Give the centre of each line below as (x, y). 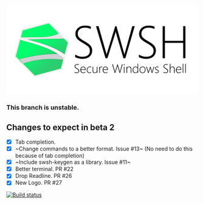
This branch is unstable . (43, 108)
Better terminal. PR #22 (44, 169)
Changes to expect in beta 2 (60, 127)
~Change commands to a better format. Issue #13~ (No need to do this (104, 149)
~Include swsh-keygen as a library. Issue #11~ (73, 162)
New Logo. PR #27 (39, 183)
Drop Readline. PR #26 (43, 176)
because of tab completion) (50, 156)
